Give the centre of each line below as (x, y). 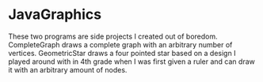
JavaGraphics (55, 15)
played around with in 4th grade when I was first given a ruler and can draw (131, 61)
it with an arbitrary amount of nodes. (68, 69)
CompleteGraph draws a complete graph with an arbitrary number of (120, 44)
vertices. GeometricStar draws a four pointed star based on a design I (122, 53)
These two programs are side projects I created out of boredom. (113, 36)
